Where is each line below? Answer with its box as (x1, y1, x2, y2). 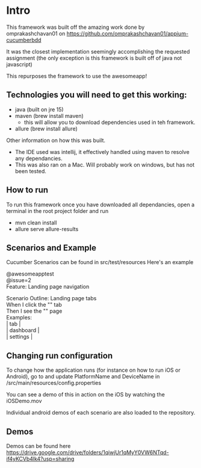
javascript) (6, 61, 33, 68)
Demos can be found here (6, 443, 71, 449)
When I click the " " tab (6, 301, 62, 309)
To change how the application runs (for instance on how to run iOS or (6, 366, 181, 374)
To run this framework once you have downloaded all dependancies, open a (6, 201, 195, 208)
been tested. (14, 167, 47, 174)
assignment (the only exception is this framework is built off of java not (6, 54, 182, 61)
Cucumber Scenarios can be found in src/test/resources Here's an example (6, 259, 194, 266)
